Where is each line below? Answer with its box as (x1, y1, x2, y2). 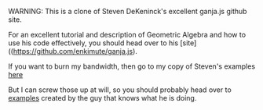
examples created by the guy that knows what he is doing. (8, 94, 197, 102)
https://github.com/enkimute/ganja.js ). (13, 47, 137, 55)
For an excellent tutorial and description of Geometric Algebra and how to (8, 30, 246, 39)
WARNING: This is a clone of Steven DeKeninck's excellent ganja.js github (8, 7, 247, 16)
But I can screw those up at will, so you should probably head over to (8, 85, 232, 94)
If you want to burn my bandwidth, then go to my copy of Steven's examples (8, 62, 256, 71)
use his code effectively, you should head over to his (8, 38, 179, 48)
